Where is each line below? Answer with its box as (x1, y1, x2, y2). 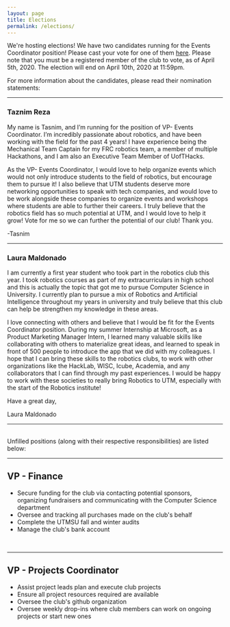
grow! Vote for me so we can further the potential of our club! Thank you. (7, 216, 214, 225)
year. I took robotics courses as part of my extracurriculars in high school (7, 275, 214, 284)
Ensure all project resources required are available (16, 590, 159, 598)
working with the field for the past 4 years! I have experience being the (7, 138, 207, 146)
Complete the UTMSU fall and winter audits (16, 517, 140, 526)
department (16, 503, 51, 511)
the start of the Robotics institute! (7, 383, 101, 392)
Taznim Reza (7, 107, 51, 117)
